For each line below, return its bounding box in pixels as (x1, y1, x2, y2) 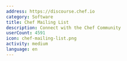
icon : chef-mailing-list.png (6, 35, 77, 41)
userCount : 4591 (6, 30, 45, 36)
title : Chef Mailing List (6, 19, 69, 25)
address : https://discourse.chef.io (6, 8, 95, 15)
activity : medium (6, 41, 48, 47)
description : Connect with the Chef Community (6, 24, 121, 31)
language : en (6, 46, 38, 52)
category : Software (6, 14, 54, 20)
